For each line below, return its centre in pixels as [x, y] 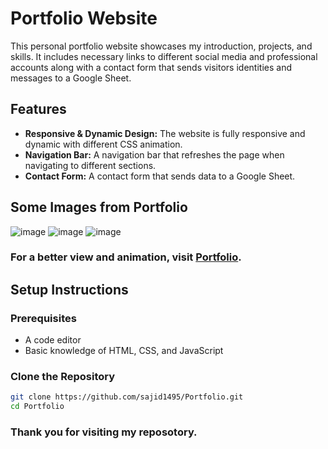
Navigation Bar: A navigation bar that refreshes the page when [154, 154]
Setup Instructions [69, 289]
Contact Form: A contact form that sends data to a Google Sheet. [160, 176]
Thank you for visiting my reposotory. [104, 432]
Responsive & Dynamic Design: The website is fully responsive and [165, 133]
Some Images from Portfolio [99, 207]
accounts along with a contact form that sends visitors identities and [151, 67]
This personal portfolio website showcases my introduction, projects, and [161, 46]
